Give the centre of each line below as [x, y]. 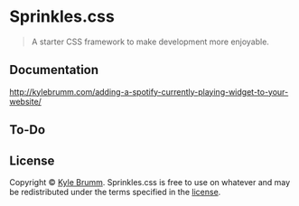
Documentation [54, 70]
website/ [26, 101]
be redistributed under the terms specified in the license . [115, 192]
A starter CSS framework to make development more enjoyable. [150, 42]
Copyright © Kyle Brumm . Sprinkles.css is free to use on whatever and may [150, 182]
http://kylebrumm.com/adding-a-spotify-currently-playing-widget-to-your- [149, 91]
